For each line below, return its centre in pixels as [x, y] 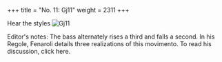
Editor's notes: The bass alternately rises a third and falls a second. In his [111, 37]
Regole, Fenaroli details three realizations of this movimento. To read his [109, 44]
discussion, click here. [39, 51]
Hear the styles [29, 23]
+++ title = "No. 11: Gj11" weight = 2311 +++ [68, 10]
